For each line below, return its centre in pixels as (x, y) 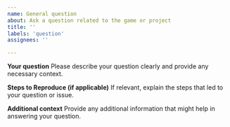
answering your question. (44, 116)
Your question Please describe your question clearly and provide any (108, 66)
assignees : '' (28, 40)
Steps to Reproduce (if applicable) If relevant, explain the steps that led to (115, 87)
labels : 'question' (36, 34)
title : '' (22, 27)
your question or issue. (40, 95)
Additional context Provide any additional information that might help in (111, 109)
